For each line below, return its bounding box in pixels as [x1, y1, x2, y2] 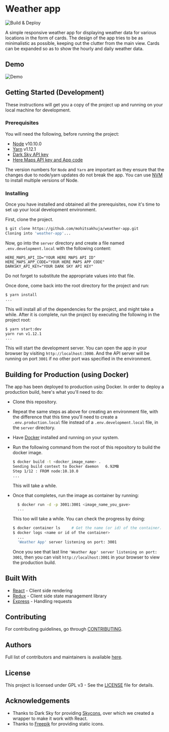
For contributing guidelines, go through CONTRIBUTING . [5, 626, 123, 632]
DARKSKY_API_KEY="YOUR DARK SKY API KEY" [5, 264, 94, 269]
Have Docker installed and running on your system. [12, 435, 120, 441]
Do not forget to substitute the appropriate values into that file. [5, 273, 135, 279]
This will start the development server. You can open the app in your [5, 345, 147, 351]
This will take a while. [12, 482, 57, 489]
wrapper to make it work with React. [12, 715, 88, 721]
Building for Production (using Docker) [5, 370, 129, 379]
